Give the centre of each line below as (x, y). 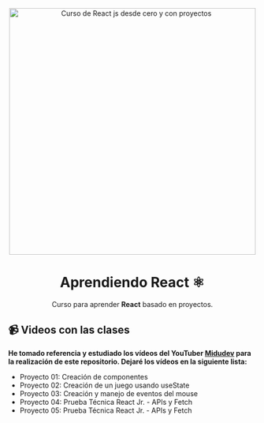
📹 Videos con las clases (69, 330)
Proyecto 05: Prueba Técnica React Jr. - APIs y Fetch (106, 410)
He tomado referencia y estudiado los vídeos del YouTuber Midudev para (130, 353)
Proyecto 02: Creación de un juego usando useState (104, 385)
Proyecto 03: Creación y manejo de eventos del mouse (109, 393)
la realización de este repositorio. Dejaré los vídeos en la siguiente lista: (128, 361)
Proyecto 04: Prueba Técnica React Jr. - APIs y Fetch (106, 402)
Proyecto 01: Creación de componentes (84, 376)
